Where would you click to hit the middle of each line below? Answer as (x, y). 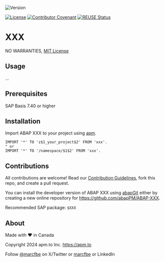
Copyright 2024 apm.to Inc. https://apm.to (48, 244)
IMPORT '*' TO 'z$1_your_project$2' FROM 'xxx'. (56, 142)
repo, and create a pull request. (37, 183)
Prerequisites (26, 94)
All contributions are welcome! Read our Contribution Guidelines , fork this (80, 178)
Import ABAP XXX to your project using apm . (51, 133)
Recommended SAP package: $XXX (41, 208)
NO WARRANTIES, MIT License (37, 51)
